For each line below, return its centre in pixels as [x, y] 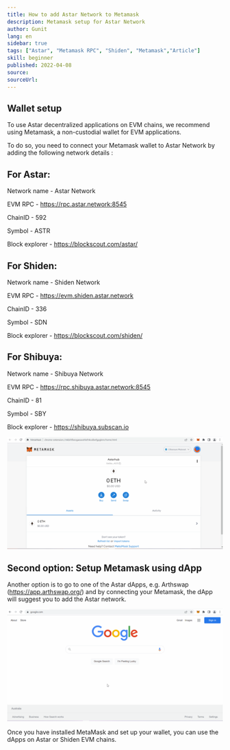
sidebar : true [27, 44]
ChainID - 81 [25, 400]
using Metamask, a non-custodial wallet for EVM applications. [94, 132]
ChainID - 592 [27, 218]
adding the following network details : [60, 153]
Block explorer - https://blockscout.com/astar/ [73, 245]
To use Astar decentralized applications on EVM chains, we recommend [108, 125]
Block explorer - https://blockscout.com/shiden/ [75, 335]
